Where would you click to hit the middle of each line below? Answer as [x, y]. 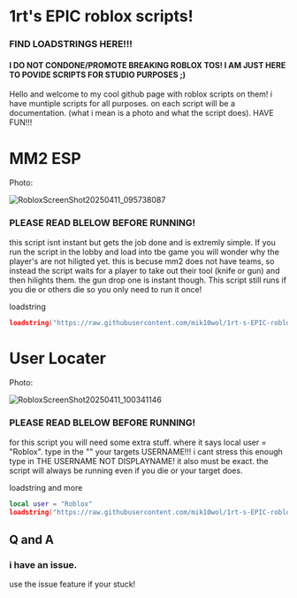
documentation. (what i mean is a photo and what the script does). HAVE [141, 113]
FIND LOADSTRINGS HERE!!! [71, 44]
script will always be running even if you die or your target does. [126, 470]
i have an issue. [43, 564]
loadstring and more [46, 487]
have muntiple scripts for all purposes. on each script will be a [122, 104]
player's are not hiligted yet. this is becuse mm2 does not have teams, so [142, 261]
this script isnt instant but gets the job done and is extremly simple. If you [142, 242]
